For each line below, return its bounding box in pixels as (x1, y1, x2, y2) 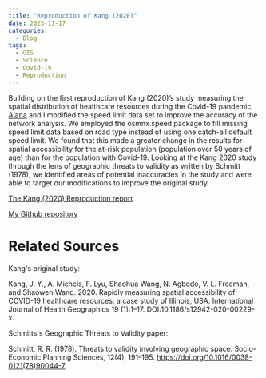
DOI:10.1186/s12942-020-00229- (146, 304, 256, 314)
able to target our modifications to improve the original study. (8, 177, 210, 188)
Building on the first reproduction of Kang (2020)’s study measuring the (8, 93, 244, 102)
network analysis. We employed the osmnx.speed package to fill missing (8, 118, 248, 128)
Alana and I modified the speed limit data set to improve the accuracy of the (8, 109, 258, 120)
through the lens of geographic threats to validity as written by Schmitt (8, 161, 241, 170)
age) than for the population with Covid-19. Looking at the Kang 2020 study (8, 153, 257, 162)
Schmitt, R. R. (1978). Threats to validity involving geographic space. (8, 344, 233, 353)
